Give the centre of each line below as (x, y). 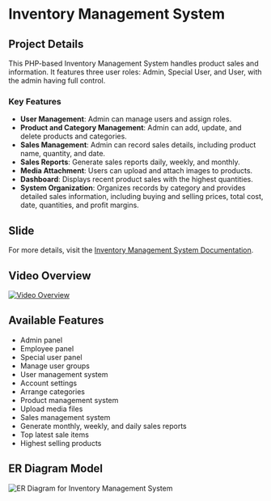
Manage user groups (55, 366)
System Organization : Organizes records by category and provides (133, 188)
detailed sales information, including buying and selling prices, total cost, (142, 197)
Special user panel (51, 357)
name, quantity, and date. (63, 154)
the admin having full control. (57, 81)
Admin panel (41, 340)
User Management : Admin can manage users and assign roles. (126, 119)
